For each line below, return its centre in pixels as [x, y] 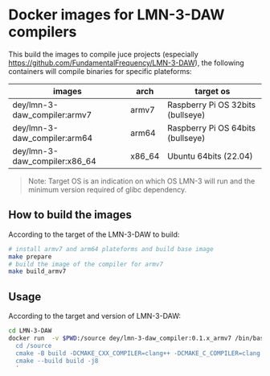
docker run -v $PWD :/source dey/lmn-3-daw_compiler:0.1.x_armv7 [120, 338]
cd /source [34, 345]
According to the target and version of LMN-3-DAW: [95, 316]
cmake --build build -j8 [57, 361]
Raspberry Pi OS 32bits [212, 105]
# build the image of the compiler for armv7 [86, 264]
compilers [43, 32]
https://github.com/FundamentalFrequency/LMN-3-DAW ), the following [127, 63]
